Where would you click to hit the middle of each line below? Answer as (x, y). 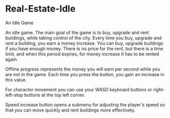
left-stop (14, 95)
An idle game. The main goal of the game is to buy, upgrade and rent (77, 32)
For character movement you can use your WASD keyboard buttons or (79, 89)
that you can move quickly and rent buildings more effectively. (70, 110)
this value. (16, 80)
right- (159, 89)
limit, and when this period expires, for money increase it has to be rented (82, 54)
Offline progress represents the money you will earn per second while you (83, 69)
